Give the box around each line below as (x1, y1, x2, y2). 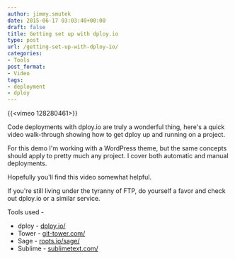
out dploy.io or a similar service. (7, 194, 101, 203)
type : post (7, 37, 40, 44)
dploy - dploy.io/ (17, 221, 66, 231)
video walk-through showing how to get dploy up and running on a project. (7, 131, 225, 139)
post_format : (7, 63, 46, 70)
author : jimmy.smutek (7, 10, 71, 18)
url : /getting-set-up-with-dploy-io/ (7, 43, 119, 50)
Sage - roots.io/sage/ (17, 237, 80, 246)
